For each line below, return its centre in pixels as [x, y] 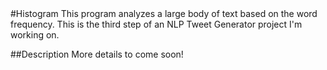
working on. [35, 35]
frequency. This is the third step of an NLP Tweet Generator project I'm [156, 24]
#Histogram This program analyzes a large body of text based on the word [164, 13]
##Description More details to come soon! [97, 54]
